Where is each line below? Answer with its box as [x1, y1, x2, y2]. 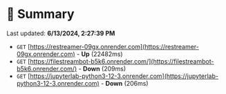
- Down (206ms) [100, 79, 149, 87]
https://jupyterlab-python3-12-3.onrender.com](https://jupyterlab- [30, 72, 219, 80]
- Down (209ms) [78, 64, 126, 73]
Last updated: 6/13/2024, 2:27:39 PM [6, 29, 115, 37]
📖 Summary [6, 6, 75, 22]
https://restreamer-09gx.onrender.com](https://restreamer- [30, 42, 200, 50]
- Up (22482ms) [76, 50, 123, 58]
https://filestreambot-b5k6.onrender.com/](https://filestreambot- [30, 57, 214, 65]
